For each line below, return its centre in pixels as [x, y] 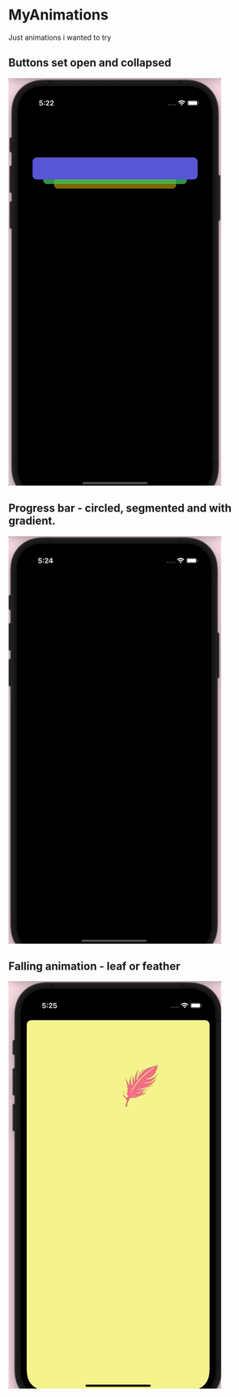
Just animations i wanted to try [60, 37]
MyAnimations [59, 15]
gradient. [32, 521]
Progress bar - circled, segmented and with [120, 508]
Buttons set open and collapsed [90, 63]
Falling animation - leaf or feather [94, 966]
